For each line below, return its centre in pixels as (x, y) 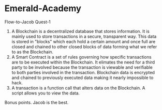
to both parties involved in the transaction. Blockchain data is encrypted (83, 72)
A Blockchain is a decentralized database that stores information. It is (81, 31)
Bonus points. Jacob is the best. (37, 102)
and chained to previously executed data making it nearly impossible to (82, 78)
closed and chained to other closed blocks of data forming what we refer (84, 47)
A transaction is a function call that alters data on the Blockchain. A (78, 88)
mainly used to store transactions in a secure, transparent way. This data (84, 36)
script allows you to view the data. (46, 93)
